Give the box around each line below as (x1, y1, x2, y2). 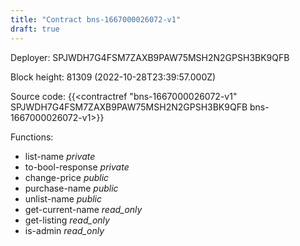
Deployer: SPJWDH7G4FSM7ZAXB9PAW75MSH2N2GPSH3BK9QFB (10, 51, 290, 63)
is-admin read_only (24, 224, 105, 236)
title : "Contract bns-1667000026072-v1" (10, 14, 182, 25)
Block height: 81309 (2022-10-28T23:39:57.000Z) (10, 71, 217, 83)
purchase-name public (24, 182, 119, 194)
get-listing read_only (24, 214, 110, 226)
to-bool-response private (24, 161, 130, 173)
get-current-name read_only (24, 203, 143, 215)
